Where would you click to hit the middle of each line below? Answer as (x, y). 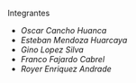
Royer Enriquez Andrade (66, 69)
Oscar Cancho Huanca (63, 30)
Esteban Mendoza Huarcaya (74, 40)
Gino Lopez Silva (52, 50)
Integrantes (29, 13)
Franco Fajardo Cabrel (63, 59)
